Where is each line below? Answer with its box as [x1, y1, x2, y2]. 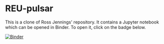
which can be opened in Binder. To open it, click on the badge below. [5, 24, 146, 30]
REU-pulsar [5, 3, 54, 14]
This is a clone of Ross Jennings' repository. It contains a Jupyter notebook [5, 19, 160, 25]
